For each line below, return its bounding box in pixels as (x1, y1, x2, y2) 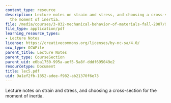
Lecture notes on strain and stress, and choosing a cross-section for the (5, 87, 157, 93)
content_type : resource (5, 7, 56, 13)
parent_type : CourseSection (5, 54, 65, 60)
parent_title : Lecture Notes (5, 50, 67, 55)
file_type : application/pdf (5, 26, 65, 31)
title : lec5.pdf (5, 69, 40, 74)
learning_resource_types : (5, 31, 60, 36)
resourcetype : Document (5, 64, 56, 69)
